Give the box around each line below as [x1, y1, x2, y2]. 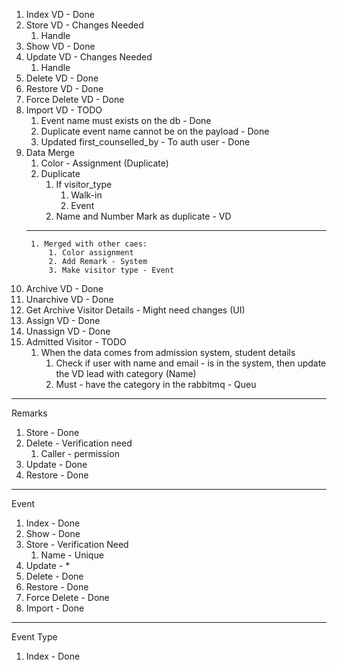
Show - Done [25, 528, 81, 539]
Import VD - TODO [25, 104, 103, 116]
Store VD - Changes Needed [25, 19, 144, 31]
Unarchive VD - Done [25, 294, 114, 305]
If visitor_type [55, 179, 113, 190]
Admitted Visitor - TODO [25, 336, 127, 348]
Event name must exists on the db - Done [40, 115, 212, 126]
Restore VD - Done [25, 83, 104, 94]
